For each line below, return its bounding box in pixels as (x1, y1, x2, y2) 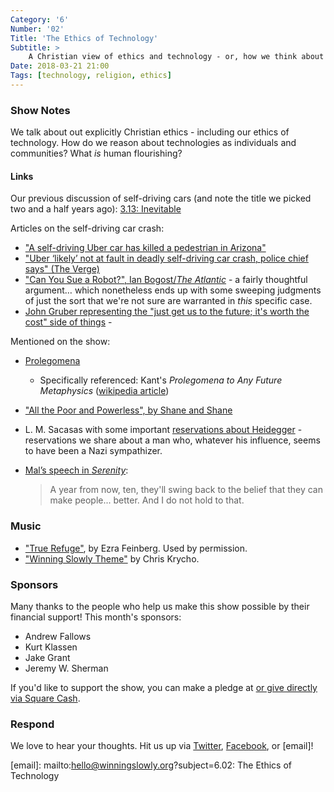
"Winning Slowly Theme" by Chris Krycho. (24, 552, 200, 565)
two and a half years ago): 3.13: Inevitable (10, 203, 182, 215)
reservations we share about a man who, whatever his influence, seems (24, 434, 321, 446)
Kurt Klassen (24, 641, 78, 653)
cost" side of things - (24, 316, 113, 328)
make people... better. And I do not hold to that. (49, 494, 245, 506)
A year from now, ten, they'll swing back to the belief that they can (49, 484, 323, 496)
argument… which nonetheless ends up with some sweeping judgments (24, 284, 322, 296)
